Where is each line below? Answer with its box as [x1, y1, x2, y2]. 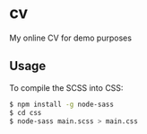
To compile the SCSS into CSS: [9, 82, 124, 93]
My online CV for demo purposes [9, 32, 133, 43]
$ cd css [9, 108, 42, 117]
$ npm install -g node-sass [9, 100, 115, 109]
